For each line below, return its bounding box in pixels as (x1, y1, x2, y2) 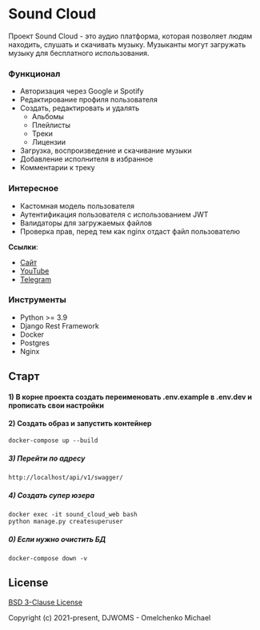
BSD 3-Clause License (8, 597, 82, 607)
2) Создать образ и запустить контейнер (8, 419, 152, 429)
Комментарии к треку (19, 163, 95, 173)
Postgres (19, 337, 50, 348)
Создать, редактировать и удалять (19, 103, 140, 113)
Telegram (19, 274, 52, 284)
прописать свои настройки (8, 401, 104, 410)
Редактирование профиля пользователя (19, 95, 158, 105)
